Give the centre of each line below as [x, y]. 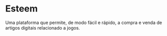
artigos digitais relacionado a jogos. [43, 27]
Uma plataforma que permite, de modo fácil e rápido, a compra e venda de [84, 22]
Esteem [22, 9]
